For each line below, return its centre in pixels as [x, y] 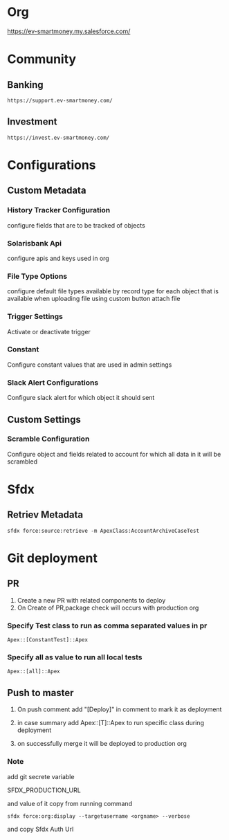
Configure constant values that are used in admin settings [90, 365]
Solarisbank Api [35, 243]
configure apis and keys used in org [58, 258]
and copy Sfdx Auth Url [40, 829]
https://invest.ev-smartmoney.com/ [58, 138]
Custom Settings [44, 419]
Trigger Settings [35, 317]
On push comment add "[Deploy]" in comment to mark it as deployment [119, 709]
